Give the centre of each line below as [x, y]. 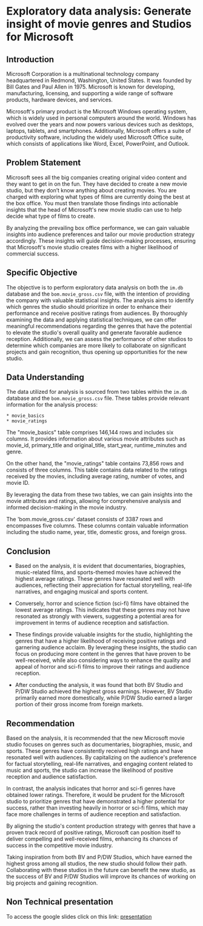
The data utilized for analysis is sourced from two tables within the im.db [97, 392]
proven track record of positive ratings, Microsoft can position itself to [94, 833]
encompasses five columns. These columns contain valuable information [98, 526]
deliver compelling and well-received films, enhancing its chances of [92, 839]
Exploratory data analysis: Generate [99, 11]
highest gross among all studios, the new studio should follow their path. [97, 863]
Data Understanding [45, 377]
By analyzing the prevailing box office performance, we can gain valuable [98, 228]
